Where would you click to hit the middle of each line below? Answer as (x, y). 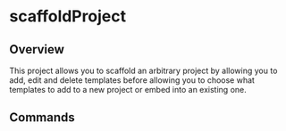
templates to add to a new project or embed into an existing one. (128, 90)
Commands (42, 118)
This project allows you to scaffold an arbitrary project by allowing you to (143, 70)
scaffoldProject (68, 16)
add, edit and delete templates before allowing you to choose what (132, 80)
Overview (37, 49)
